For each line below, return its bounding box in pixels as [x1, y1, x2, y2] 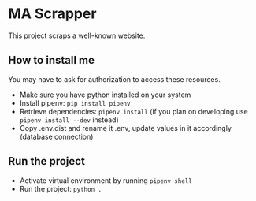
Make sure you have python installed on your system [19, 90, 191, 99]
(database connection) [19, 132, 94, 141]
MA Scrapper [8, 5, 97, 23]
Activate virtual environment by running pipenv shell [19, 175, 193, 185]
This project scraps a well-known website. [8, 31, 146, 40]
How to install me [8, 54, 95, 67]
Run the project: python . [19, 184, 102, 193]
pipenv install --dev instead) [19, 115, 120, 125]
